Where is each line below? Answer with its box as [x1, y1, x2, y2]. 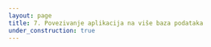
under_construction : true [8, 26, 95, 34]
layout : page [8, 11, 52, 20]
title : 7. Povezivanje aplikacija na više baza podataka [8, 19, 204, 27]
